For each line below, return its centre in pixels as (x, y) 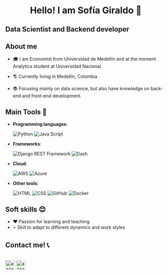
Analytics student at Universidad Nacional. (57, 66)
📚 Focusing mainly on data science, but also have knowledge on (81, 89)
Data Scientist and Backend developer (67, 29)
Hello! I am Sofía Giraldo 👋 (86, 10)
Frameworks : (27, 144)
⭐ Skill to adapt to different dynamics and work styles (69, 227)
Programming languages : (40, 124)
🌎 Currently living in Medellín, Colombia (55, 76)
